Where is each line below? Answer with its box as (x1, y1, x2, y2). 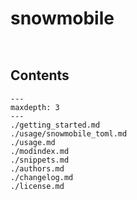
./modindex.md (10, 146, 70, 156)
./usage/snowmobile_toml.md (10, 128, 128, 139)
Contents (10, 67, 70, 84)
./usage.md (10, 137, 56, 147)
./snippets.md (10, 155, 70, 165)
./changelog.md (10, 172, 74, 182)
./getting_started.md (10, 120, 101, 130)
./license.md (10, 181, 65, 191)
